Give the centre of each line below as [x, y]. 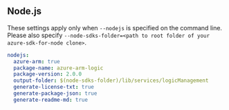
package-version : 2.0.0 [47, 74]
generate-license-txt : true [54, 87]
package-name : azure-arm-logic [58, 68]
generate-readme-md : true [51, 100]
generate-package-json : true [55, 93]
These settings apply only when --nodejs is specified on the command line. [115, 27]
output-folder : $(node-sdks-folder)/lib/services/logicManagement [111, 81]
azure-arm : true [37, 61]
